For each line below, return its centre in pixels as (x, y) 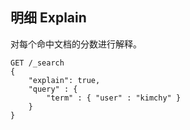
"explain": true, (64, 80)
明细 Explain (48, 18)
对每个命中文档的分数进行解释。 (76, 44)
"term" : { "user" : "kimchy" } (114, 98)
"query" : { (53, 89)
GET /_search (37, 63)
